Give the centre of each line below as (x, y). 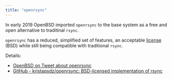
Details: (13, 55)
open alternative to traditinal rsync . (42, 30)
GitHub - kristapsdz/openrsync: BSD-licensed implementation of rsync (88, 71)
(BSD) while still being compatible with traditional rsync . (64, 45)
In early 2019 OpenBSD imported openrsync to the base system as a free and (86, 25)
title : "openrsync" (26, 10)
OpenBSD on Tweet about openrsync (52, 65)
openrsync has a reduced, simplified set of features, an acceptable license (83, 40)
